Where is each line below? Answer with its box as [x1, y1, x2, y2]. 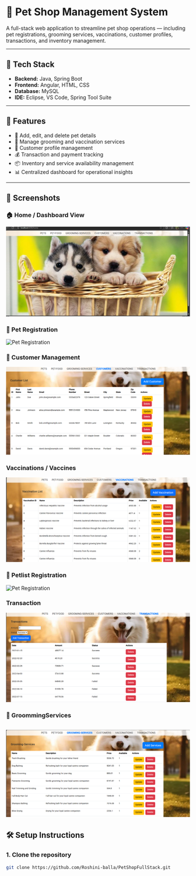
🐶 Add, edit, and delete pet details [14, 132, 96, 139]
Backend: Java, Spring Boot [14, 75, 83, 82]
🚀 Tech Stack [6, 60, 55, 70]
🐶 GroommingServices [6, 711, 72, 720]
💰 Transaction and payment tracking [14, 150, 104, 158]
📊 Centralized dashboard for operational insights [14, 168, 133, 175]
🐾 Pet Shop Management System [6, 5, 168, 19]
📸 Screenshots [6, 193, 61, 203]
